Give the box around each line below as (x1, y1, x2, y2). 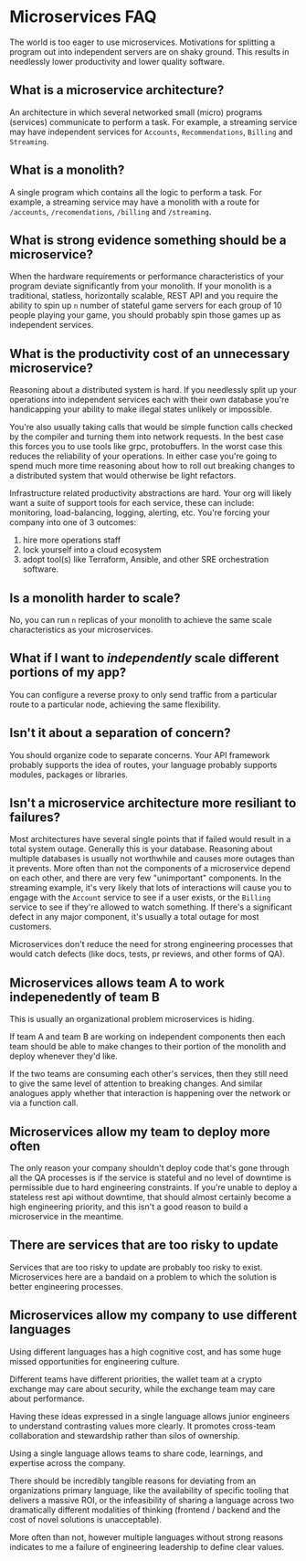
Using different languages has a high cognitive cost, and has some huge (9, 1345, 281, 1357)
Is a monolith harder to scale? (9, 590, 181, 606)
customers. (9, 921, 52, 933)
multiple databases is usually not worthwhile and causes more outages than (9, 853, 295, 864)
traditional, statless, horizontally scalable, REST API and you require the (9, 290, 279, 301)
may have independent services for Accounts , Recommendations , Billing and (9, 126, 293, 137)
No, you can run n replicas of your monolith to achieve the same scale (9, 615, 272, 625)
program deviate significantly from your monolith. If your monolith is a (9, 280, 272, 291)
